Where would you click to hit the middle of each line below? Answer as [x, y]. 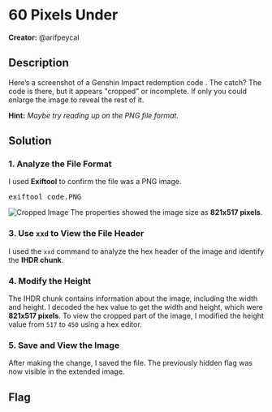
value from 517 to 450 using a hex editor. [75, 324]
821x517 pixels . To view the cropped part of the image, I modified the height [136, 316]
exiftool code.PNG [45, 197]
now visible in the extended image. [67, 371]
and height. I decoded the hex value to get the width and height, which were [136, 307]
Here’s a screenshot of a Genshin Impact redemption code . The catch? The [135, 82]
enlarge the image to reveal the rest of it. [76, 100]
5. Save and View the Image [64, 345]
